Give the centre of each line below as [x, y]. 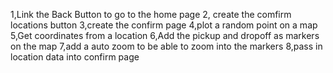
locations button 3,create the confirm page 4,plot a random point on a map [164, 25]
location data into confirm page [75, 57]
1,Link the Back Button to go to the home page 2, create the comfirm [151, 14]
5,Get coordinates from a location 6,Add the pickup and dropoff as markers [165, 35]
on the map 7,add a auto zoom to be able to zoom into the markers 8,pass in [166, 46]
